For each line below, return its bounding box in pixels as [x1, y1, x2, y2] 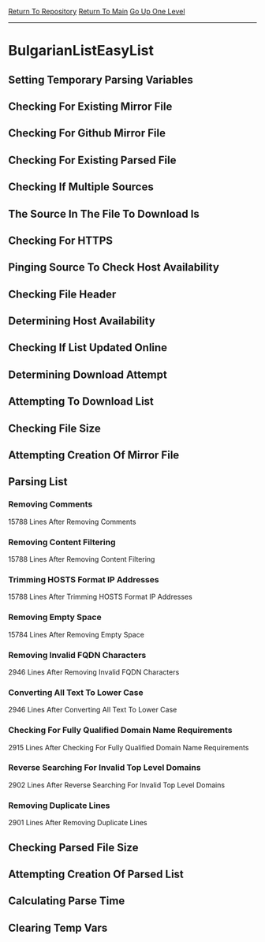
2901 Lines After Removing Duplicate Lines [8, 818, 147, 828]
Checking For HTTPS [8, 234, 113, 247]
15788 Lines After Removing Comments [8, 517, 136, 526]
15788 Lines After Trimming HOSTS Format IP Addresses [8, 592, 193, 602]
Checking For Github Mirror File [8, 126, 166, 140]
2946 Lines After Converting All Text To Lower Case [8, 705, 177, 715]
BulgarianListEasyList [8, 42, 154, 60]
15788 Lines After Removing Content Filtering [8, 555, 155, 564]
